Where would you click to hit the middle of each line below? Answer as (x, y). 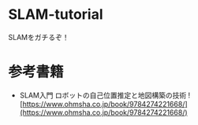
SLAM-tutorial (56, 15)
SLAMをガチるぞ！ (39, 37)
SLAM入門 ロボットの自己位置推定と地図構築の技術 (103, 95)
